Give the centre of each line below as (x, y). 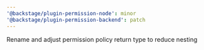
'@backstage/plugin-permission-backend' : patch (76, 20)
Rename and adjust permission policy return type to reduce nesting (102, 39)
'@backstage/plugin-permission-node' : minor (71, 13)
